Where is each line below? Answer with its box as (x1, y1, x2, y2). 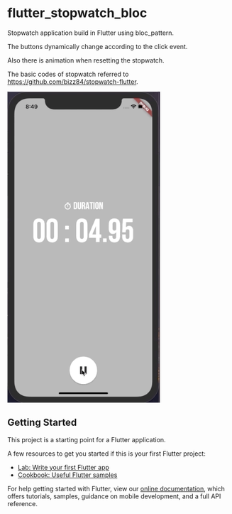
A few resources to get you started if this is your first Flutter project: (7, 449, 206, 458)
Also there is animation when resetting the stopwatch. (7, 55, 165, 65)
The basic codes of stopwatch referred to (7, 70, 129, 78)
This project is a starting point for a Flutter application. (7, 435, 166, 444)
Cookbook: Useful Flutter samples (17, 471, 118, 479)
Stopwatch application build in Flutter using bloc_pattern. (7, 28, 175, 37)
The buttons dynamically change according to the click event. (7, 42, 188, 50)
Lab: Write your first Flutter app (17, 463, 110, 471)
